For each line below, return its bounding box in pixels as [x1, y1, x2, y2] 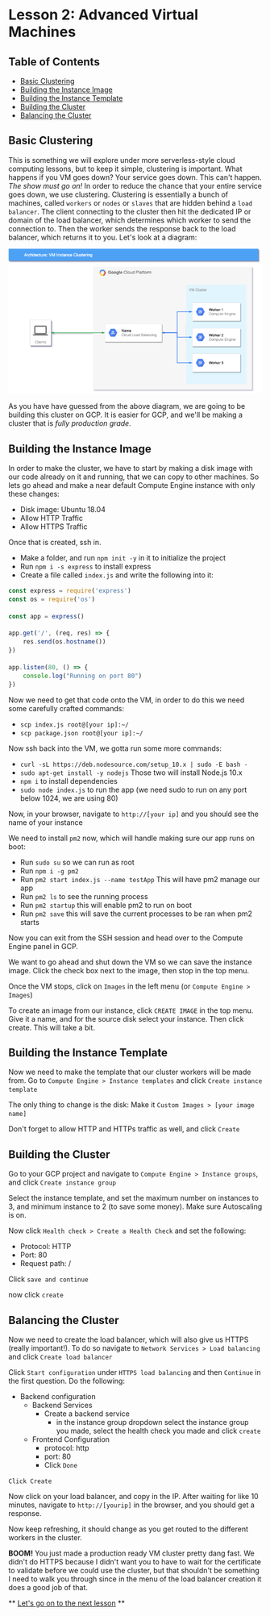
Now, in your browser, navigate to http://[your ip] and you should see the [8, 809, 260, 818]
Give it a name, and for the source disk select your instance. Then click [8, 1014, 244, 1023]
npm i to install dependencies [19, 776, 118, 785]
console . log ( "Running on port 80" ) [23, 672, 143, 680]
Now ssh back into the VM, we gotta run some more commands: [8, 743, 222, 753]
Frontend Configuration [31, 1435, 110, 1444]
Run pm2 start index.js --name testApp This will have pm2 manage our [19, 874, 260, 884]
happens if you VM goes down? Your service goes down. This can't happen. [8, 172, 262, 182]
